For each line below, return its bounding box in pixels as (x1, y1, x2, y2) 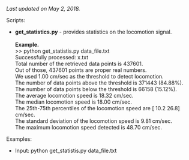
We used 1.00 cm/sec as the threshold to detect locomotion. (14, 73, 164, 80)
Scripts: (6, 17, 26, 23)
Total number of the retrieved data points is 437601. (14, 60, 143, 67)
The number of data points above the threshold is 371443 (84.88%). (14, 79, 184, 86)
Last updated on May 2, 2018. (6, 5, 80, 12)
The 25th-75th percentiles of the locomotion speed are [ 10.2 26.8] (14, 105, 180, 111)
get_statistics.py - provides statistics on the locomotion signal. (14, 28, 172, 35)
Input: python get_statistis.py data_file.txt (14, 147, 117, 154)
